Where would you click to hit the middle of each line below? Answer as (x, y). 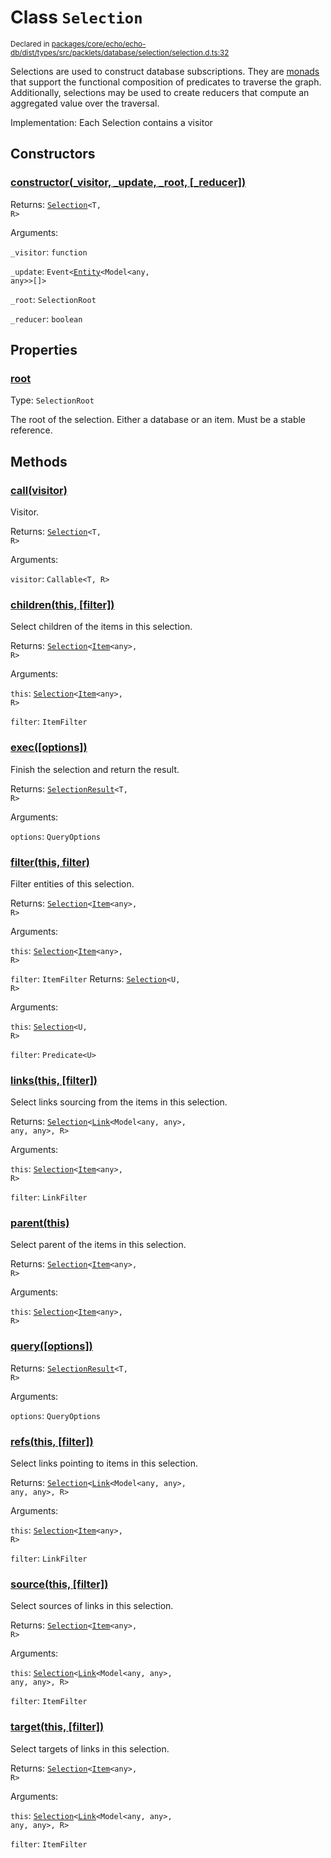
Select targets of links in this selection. (90, 1748)
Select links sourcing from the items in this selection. (119, 1102)
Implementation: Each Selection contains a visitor (111, 122)
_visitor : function (49, 252)
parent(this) (40, 1223)
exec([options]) (49, 748)
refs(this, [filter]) (52, 1441)
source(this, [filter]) (59, 1584)
